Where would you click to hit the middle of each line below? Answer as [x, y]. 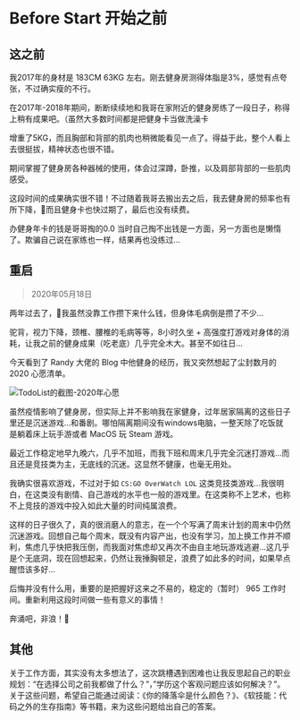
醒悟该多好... [33, 569]
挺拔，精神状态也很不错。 [71, 149]
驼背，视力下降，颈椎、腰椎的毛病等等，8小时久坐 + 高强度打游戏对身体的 [146, 331]
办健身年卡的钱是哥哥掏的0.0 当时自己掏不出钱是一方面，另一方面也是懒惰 [145, 228]
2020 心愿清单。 [40, 373]
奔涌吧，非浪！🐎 [39, 618]
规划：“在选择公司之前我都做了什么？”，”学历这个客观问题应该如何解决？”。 [147, 684]
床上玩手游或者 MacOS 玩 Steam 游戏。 [105, 433]
